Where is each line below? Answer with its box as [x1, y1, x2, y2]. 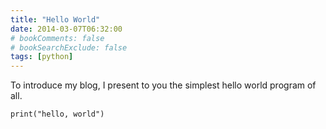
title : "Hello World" [10, 14, 101, 25]
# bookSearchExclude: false [10, 42, 128, 53]
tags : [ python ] [10, 52, 74, 62]
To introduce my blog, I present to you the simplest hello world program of [10, 79, 317, 91]
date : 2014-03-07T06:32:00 [10, 24, 123, 34]
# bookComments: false [10, 33, 105, 43]
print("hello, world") [10, 109, 105, 120]
